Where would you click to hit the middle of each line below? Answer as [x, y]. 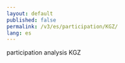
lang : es [19, 33]
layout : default [30, 13]
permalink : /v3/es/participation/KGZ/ [62, 26]
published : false [31, 20]
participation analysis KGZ [44, 53]
